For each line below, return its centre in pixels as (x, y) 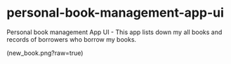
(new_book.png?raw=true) (45, 53)
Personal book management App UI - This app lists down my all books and (114, 32)
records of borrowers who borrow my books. (72, 39)
